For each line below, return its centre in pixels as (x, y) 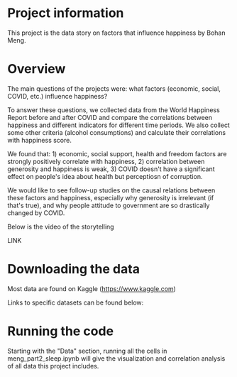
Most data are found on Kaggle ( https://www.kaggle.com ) (92, 288)
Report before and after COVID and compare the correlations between (110, 117)
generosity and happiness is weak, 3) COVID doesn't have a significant (111, 169)
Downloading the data (74, 269)
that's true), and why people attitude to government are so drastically (109, 205)
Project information (66, 13)
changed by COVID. (36, 213)
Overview (37, 69)
